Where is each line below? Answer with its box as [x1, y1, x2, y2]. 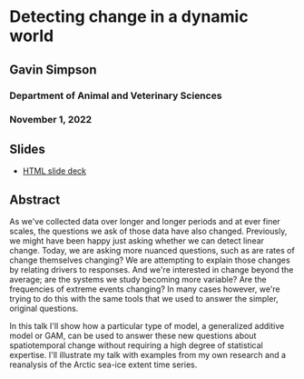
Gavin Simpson [9, 62, 97, 77]
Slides [9, 141, 45, 156]
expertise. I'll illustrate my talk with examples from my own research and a [9, 350, 287, 361]
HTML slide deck [22, 165, 86, 176]
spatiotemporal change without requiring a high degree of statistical [9, 340, 263, 351]
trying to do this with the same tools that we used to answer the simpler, [9, 294, 279, 304]
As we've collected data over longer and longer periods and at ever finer [9, 216, 281, 227]
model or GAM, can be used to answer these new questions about [9, 330, 257, 342]
